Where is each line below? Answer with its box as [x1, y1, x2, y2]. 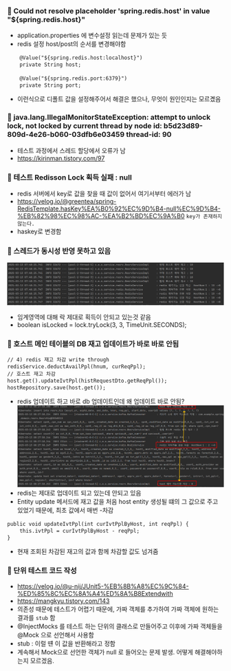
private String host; [19, 61, 81, 68]
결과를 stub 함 [16, 613, 56, 621]
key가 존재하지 [186, 213, 223, 220]
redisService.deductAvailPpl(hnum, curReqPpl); [7, 363, 146, 370]
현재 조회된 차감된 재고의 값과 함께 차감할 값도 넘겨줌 [16, 547, 159, 555]
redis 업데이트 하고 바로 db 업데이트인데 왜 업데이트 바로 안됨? [16, 397, 185, 405]
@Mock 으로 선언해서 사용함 [16, 630, 94, 639]
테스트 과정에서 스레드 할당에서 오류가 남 [16, 146, 126, 154]
